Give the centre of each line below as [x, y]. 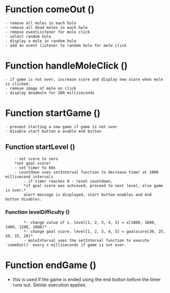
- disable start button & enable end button [53, 131]
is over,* [16, 190]
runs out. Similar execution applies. [50, 285]
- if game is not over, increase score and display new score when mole [84, 79]
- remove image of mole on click [41, 88]
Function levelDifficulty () [38, 212]
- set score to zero [36, 159]
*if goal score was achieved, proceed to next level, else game [93, 185]
